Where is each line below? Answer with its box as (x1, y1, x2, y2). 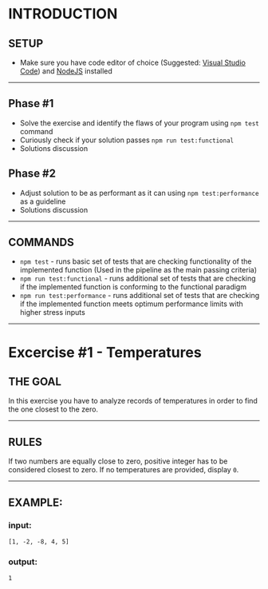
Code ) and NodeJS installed (19, 66, 113, 76)
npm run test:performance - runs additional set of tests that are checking (19, 291, 260, 300)
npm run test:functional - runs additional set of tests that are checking (19, 273, 257, 284)
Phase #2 (8, 167, 56, 181)
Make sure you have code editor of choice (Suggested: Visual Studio (19, 58, 246, 67)
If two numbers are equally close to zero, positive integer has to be (8, 456, 228, 466)
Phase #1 (8, 97, 54, 110)
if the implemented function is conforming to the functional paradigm (19, 282, 247, 292)
